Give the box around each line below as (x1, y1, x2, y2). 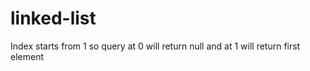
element (10, 50, 44, 62)
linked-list (10, 7, 97, 30)
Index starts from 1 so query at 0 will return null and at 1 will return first (10, 40, 301, 52)
